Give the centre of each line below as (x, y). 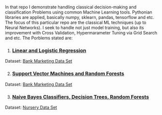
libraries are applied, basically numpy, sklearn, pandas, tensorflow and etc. (80, 17)
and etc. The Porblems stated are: (39, 38)
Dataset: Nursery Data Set (31, 107)
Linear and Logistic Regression (49, 50)
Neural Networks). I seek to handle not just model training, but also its (74, 28)
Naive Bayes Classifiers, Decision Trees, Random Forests (80, 97)
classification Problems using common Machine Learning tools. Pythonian (79, 12)
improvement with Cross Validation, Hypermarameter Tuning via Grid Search (81, 33)
